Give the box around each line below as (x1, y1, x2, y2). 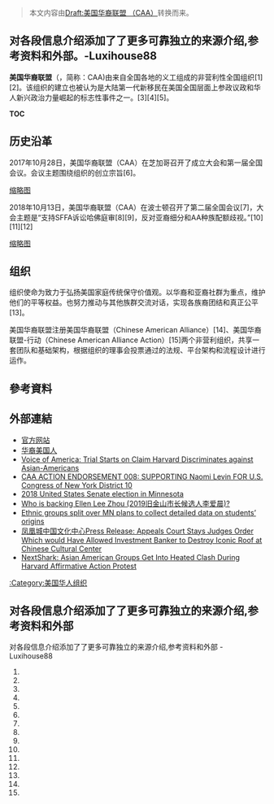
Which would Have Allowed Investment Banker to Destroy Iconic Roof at (20, 535, 263, 545)
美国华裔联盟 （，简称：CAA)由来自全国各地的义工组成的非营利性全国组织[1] (9, 72, 263, 82)
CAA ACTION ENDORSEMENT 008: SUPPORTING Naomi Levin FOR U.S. (20, 472, 263, 481)
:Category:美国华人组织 (9, 577, 88, 588)
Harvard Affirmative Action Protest (20, 561, 137, 571)
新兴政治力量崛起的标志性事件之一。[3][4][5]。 (15, 93, 174, 102)
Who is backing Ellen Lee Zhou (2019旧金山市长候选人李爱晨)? (20, 498, 230, 508)
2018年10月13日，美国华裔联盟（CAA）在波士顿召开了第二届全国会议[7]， (9, 202, 257, 212)
